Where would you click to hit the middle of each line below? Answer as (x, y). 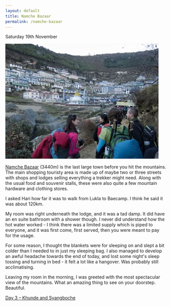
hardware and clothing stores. (37, 189)
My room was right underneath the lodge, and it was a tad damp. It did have (85, 214)
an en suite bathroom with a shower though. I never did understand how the (85, 219)
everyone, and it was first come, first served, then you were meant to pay (82, 230)
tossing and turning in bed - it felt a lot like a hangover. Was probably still (82, 262)
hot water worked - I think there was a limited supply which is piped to (79, 225)
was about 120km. (25, 204)
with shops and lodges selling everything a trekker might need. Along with (83, 178)
